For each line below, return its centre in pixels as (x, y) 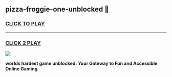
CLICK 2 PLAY (23, 43)
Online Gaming (21, 68)
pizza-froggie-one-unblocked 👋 (57, 9)
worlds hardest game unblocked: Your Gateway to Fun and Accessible (81, 63)
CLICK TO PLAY (25, 24)
